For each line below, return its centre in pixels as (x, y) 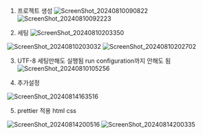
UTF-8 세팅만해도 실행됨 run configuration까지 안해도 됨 (94, 61)
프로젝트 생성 (35, 11)
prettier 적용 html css (47, 111)
